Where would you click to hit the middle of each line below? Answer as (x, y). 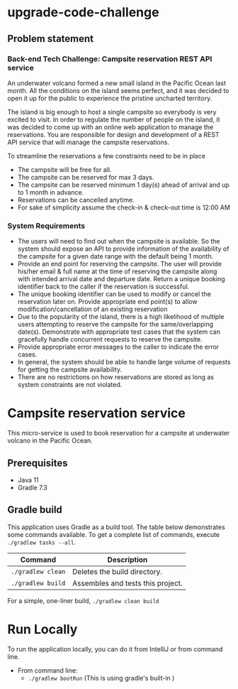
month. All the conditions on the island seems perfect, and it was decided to (118, 90)
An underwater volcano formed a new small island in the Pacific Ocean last (117, 83)
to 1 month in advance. (51, 192)
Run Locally (42, 629)
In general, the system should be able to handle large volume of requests (124, 362)
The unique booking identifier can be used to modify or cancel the (114, 294)
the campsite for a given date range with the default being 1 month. (115, 256)
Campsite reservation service (96, 413)
